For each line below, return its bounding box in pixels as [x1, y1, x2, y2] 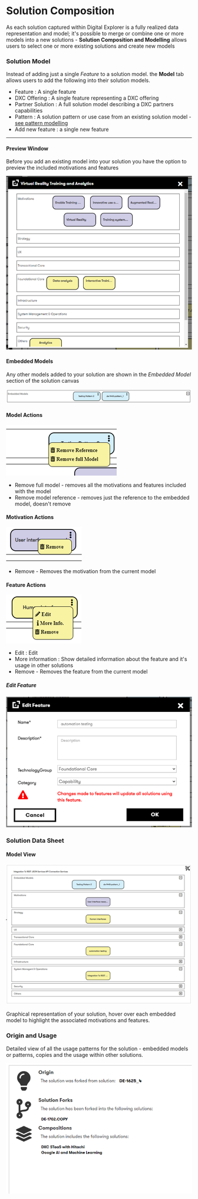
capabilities [14, 107, 43, 114]
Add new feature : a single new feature [14, 126, 109, 133]
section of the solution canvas [6, 377, 80, 384]
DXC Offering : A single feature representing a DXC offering [14, 94, 159, 101]
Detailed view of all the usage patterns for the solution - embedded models [6, 1045, 189, 1052]
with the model [14, 488, 51, 495]
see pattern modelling [14, 120, 68, 127]
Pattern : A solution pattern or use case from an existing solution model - [14, 113, 192, 120]
